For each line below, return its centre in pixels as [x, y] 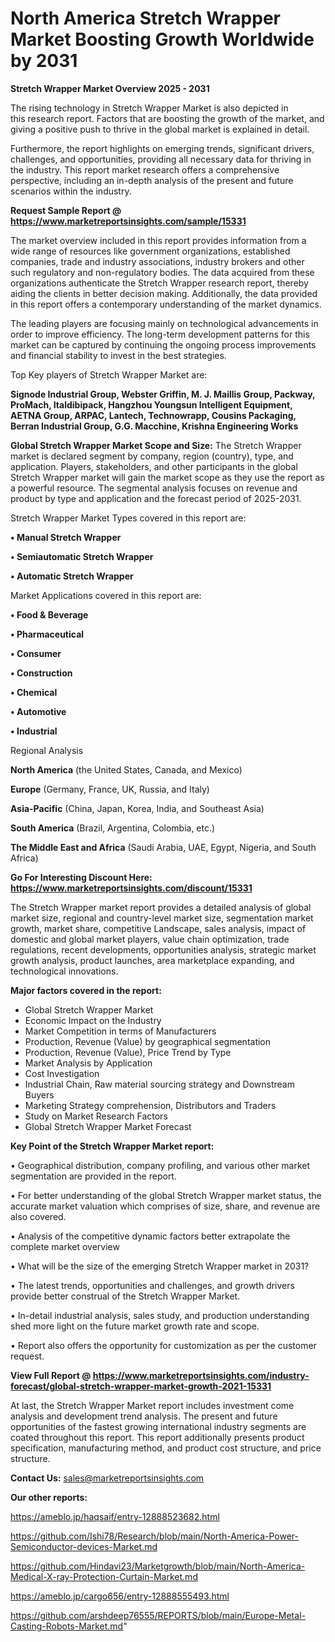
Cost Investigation [62, 1073]
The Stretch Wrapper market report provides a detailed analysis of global [161, 907]
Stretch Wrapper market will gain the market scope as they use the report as [167, 477]
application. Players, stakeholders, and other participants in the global [154, 466]
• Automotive [38, 711]
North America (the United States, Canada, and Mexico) [126, 769]
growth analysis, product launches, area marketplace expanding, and [152, 960]
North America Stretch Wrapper [145, 18]
